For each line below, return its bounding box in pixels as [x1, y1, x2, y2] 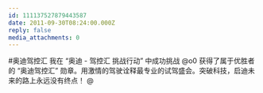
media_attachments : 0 [8, 33, 80, 42]
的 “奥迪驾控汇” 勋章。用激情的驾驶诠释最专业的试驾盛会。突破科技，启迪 [8, 66, 249, 76]
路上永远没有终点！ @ [21, 76, 94, 85]
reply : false [8, 26, 52, 34]
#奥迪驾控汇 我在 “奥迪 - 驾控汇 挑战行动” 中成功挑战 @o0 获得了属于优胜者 [8, 56, 255, 65]
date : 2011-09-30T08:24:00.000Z [8, 19, 115, 27]
